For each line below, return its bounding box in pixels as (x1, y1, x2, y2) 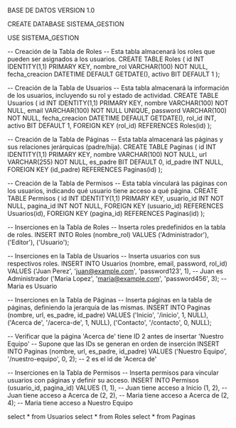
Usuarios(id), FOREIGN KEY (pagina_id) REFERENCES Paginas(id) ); (7, 209, 205, 217)
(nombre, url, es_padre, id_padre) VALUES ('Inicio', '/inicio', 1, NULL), (7, 311, 208, 319)
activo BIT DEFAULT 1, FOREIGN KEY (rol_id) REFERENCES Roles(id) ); (7, 121, 212, 130)
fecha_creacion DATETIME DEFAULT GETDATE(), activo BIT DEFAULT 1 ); (7, 70, 220, 78)
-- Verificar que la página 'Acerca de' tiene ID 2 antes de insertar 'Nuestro (7, 332, 224, 340)
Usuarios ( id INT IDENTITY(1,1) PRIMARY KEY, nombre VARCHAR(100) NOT (7, 99, 229, 107)
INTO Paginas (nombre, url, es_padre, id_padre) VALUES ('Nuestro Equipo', (7, 347, 227, 356)
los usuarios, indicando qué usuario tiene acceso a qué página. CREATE (7, 187, 218, 194)
